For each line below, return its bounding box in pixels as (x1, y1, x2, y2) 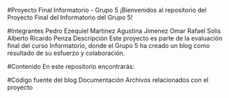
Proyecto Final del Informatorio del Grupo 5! (7, 13, 133, 22)
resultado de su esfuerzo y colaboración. (7, 49, 125, 57)
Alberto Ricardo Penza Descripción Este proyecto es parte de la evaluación (7, 34, 223, 42)
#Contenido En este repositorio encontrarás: (7, 63, 134, 70)
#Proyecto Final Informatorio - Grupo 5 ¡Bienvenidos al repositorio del (7, 6, 207, 14)
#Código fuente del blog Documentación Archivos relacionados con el (7, 76, 209, 84)
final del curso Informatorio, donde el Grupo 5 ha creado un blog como (7, 42, 210, 49)
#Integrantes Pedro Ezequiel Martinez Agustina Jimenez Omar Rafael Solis (7, 27, 221, 35)
